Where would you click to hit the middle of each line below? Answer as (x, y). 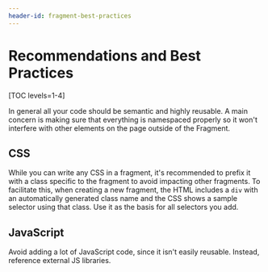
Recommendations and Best (105, 55)
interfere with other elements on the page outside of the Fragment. (119, 128)
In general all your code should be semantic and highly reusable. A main (128, 111)
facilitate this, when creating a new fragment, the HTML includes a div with (133, 190)
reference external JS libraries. (60, 261)
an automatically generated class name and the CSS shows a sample (123, 199)
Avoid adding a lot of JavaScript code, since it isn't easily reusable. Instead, (134, 252)
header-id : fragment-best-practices (70, 16)
